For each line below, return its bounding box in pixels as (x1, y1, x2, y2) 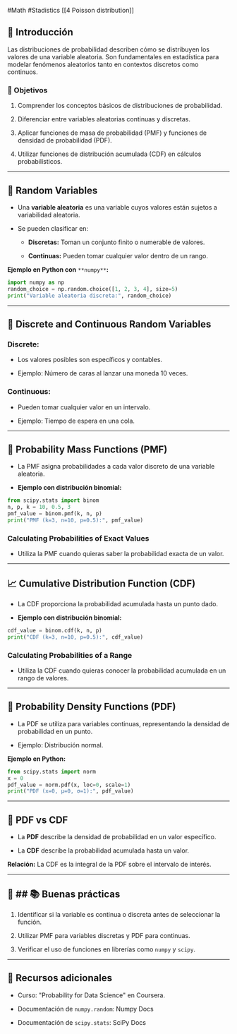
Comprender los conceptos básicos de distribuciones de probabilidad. (17, 102, 223, 110)
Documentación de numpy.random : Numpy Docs (17, 1004, 154, 1013)
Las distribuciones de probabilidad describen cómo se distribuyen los (7, 45, 210, 54)
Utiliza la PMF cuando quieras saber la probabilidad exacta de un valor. (17, 550, 224, 558)
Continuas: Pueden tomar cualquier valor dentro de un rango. (28, 251, 209, 260)
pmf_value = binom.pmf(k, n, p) (7, 510, 102, 517)
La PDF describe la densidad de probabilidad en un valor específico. (17, 833, 217, 841)
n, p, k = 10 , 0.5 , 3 (7, 504, 71, 511)
